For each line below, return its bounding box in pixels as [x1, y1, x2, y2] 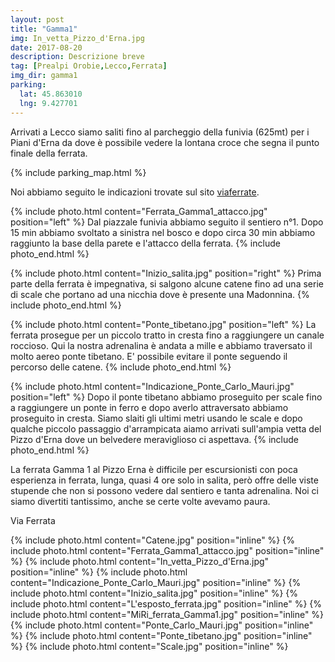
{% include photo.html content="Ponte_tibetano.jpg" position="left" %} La [10, 318, 317, 330]
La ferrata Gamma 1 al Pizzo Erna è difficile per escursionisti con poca [10, 463, 298, 475]
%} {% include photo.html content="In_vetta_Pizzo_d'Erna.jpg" [10, 555, 270, 567]
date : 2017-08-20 [10, 42, 83, 53]
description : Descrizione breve [10, 52, 145, 62]
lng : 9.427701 [19, 98, 78, 108]
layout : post [10, 14, 65, 25]
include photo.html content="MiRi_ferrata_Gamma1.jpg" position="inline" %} [10, 608, 325, 620]
